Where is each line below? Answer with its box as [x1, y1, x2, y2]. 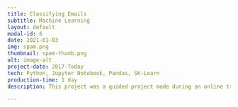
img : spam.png [7, 43, 50, 50]
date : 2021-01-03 [7, 37, 59, 44]
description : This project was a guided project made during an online [7, 83, 223, 90]
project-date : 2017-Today [7, 63, 84, 70]
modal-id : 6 [7, 30, 42, 38]
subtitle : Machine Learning [7, 17, 91, 24]
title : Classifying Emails [7, 10, 87, 18]
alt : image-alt [7, 57, 52, 64]
